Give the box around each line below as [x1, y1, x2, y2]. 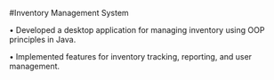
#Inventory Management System [9, 8, 129, 18]
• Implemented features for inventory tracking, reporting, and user [9, 52, 252, 61]
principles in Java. [9, 35, 77, 44]
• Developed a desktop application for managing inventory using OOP [9, 25, 265, 35]
